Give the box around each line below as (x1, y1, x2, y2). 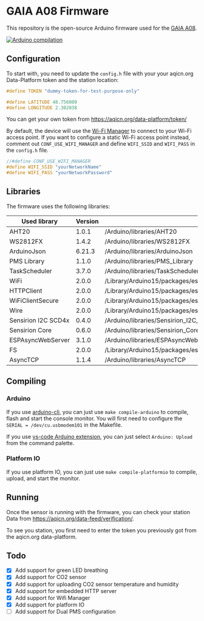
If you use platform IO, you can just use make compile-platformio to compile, (6, 468, 197, 475)
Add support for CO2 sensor (15, 574, 87, 581)
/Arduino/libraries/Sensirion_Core (104, 326, 200, 334)
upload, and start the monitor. (6, 475, 81, 482)
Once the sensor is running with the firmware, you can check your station (6, 508, 190, 515)
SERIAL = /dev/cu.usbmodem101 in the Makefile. (6, 421, 123, 429)
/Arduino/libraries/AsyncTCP (104, 355, 186, 364)
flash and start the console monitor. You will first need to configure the (6, 415, 183, 422)
